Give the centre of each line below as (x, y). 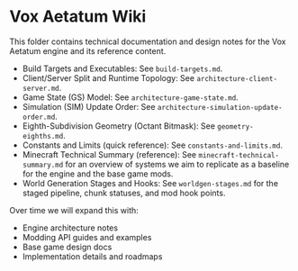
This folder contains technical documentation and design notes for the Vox (148, 41)
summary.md (43, 165)
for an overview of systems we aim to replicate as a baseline (177, 164)
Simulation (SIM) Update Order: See (89, 106)
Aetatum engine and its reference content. (88, 50)
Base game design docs (67, 247)
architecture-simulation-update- (220, 107)
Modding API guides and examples (87, 237)
